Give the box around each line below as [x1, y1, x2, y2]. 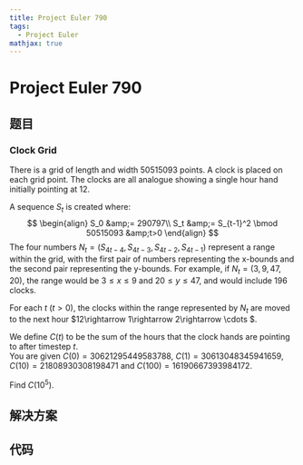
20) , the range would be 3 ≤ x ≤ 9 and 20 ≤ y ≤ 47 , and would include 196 [9, 274, 288, 286]
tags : [9, 22, 30, 31]
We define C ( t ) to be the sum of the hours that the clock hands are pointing [9, 331, 290, 342]
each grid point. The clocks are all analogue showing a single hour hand [9, 174, 279, 185]
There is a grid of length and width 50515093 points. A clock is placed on [9, 164, 283, 175]
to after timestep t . [9, 341, 79, 352]
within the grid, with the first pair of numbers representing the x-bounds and [9, 253, 295, 264]
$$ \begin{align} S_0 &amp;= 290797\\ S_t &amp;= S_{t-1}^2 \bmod [26, 217, 279, 228]
